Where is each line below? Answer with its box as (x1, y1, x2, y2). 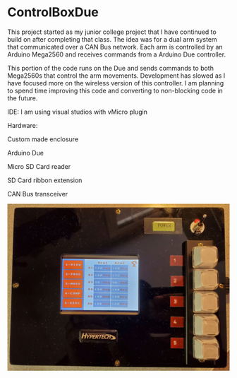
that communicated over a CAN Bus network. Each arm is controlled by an (7, 42, 224, 51)
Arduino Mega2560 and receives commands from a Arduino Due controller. (7, 50, 226, 59)
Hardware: (7, 121, 38, 129)
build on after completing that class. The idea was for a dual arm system (7, 35, 217, 43)
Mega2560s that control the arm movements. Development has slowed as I (7, 71, 226, 80)
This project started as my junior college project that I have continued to (7, 28, 217, 36)
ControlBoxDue (7, 4, 99, 20)
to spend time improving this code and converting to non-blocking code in (7, 86, 224, 95)
